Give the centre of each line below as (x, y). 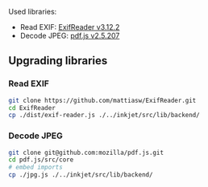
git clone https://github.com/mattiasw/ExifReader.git (102, 100)
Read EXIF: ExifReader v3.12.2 (70, 27)
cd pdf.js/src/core (41, 160)
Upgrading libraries (58, 61)
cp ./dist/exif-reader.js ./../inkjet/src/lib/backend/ (104, 116)
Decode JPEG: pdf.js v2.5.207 (70, 36)
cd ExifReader (32, 108)
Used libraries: (33, 12)
